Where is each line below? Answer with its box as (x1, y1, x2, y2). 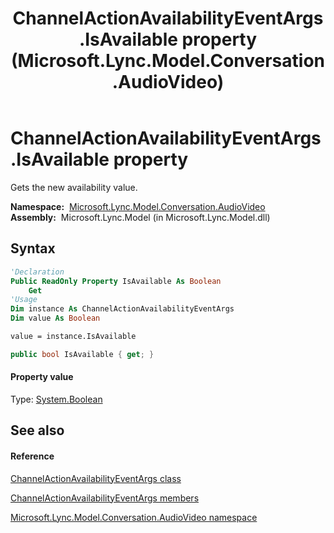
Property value (10, 371, 74, 383)
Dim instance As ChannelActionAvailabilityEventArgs (10, 304, 235, 314)
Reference (10, 450, 55, 462)
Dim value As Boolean (10, 313, 101, 324)
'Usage (10, 295, 38, 305)
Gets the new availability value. (10, 181, 138, 193)
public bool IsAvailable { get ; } (10, 349, 155, 359)
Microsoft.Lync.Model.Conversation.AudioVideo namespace (10, 511, 258, 523)
